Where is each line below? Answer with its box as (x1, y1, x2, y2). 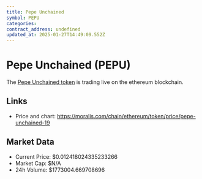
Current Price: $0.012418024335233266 (15, 153, 118, 160)
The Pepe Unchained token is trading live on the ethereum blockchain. (6, 78, 184, 86)
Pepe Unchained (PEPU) (6, 58, 131, 72)
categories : (6, 20, 37, 26)
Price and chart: (15, 112, 56, 120)
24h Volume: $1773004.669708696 (15, 166, 105, 173)
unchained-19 (15, 119, 50, 126)
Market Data (6, 137, 54, 147)
